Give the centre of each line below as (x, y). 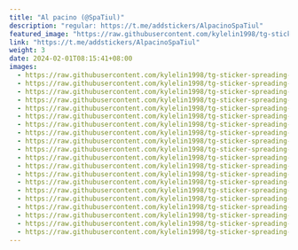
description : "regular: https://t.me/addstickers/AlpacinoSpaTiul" (137, 26)
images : (24, 67)
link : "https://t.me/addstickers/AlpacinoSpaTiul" (105, 42)
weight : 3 (27, 51)
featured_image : (39, 34)
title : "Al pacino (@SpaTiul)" (67, 17)
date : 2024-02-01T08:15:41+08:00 (71, 59)
